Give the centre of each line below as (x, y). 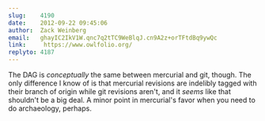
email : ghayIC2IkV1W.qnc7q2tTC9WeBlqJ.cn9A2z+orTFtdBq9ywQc (113, 38)
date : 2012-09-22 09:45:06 (58, 23)
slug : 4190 (32, 15)
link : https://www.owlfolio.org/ (70, 45)
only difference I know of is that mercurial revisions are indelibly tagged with (132, 83)
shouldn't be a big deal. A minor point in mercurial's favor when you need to (132, 100)
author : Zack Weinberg (47, 30)
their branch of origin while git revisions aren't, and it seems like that (120, 91)
